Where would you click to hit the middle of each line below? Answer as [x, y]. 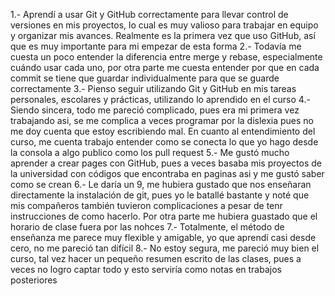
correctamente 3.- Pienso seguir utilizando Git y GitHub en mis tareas [153, 88]
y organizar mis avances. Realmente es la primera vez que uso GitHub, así [163, 35]
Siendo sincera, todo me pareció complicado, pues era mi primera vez [155, 110]
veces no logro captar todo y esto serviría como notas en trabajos [146, 269]
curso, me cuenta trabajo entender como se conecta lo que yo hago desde [164, 142]
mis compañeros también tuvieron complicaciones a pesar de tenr [146, 205]
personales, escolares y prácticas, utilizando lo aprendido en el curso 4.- [160, 99]
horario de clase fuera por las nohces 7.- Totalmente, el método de [147, 227]
